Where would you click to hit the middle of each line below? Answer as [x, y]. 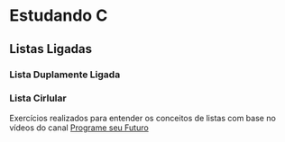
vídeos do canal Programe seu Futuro [79, 128]
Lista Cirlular [38, 98]
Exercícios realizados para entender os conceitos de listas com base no [143, 118]
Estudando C [59, 16]
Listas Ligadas [51, 49]
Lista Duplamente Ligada [65, 75]
